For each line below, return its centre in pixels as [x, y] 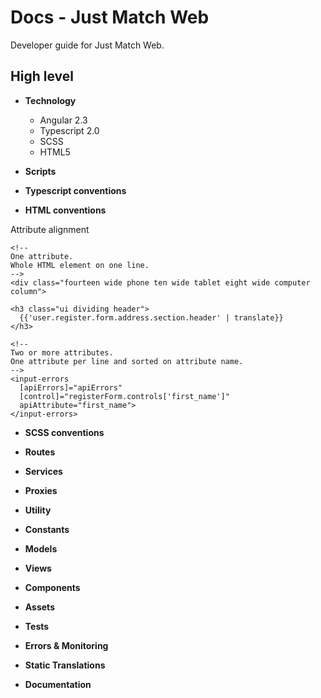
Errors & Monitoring [66, 645]
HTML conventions [65, 210]
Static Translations [65, 665]
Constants [47, 529]
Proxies [41, 490]
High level [42, 76]
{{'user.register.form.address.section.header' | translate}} [151, 317]
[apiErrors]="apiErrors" [71, 387]
